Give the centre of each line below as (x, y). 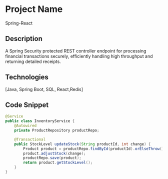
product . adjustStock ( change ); (54, 153)
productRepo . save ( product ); (52, 158)
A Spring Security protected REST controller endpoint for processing (76, 50)
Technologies (27, 77)
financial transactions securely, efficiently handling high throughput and (79, 56)
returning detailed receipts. (33, 61)
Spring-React (19, 23)
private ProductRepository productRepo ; (57, 130)
